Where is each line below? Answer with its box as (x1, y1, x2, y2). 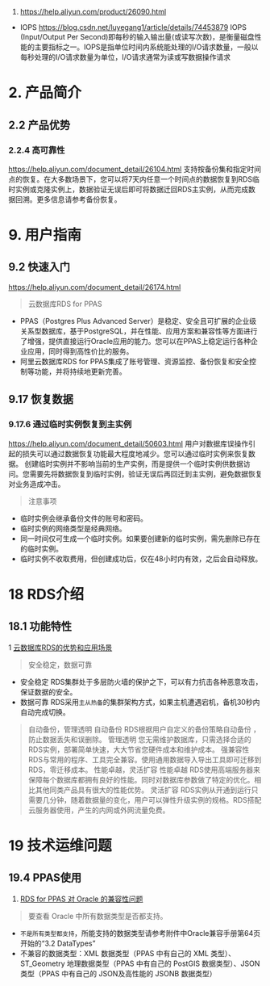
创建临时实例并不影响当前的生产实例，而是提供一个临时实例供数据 (23, 459, 243, 468)
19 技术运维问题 (8, 836, 112, 854)
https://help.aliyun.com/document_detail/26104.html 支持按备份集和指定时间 (8, 164, 262, 174)
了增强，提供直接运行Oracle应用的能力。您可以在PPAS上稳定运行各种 (19, 336, 251, 346)
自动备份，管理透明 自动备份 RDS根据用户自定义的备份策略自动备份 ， (27, 724, 260, 734)
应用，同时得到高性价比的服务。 (27, 346, 134, 356)
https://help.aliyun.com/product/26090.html (19, 7, 167, 16)
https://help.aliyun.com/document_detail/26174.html (8, 282, 181, 292)
